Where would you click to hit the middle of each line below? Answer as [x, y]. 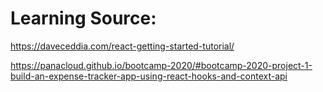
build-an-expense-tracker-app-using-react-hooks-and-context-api [149, 76]
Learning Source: [83, 18]
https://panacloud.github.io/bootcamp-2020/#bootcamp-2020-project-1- [161, 65]
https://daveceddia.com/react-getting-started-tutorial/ [122, 46]
